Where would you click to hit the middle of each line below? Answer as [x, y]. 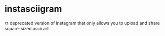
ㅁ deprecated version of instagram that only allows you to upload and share [82, 23]
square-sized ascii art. [27, 28]
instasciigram [33, 9]
